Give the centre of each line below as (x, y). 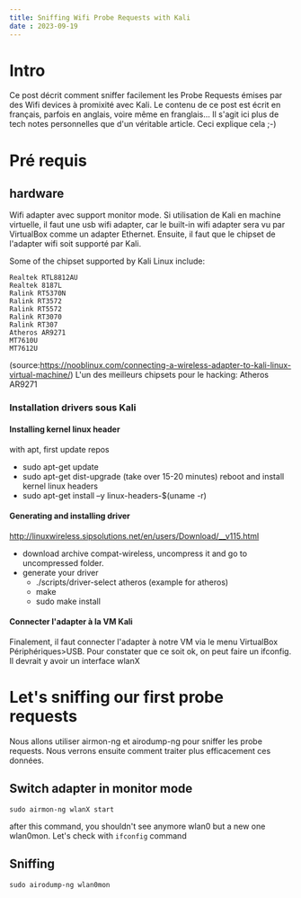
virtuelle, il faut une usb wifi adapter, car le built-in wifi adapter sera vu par (147, 225)
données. (27, 760)
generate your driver (60, 572)
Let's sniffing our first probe (117, 697)
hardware (37, 194)
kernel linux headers (60, 486)
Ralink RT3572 (36, 301)
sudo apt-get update (60, 467)
